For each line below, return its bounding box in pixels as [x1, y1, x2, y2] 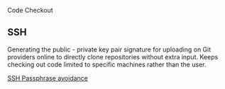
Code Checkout [7, 6, 53, 14]
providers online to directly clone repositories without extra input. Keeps [7, 52, 219, 61]
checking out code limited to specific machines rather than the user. [7, 60, 207, 69]
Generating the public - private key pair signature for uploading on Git [7, 45, 212, 54]
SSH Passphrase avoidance [7, 73, 89, 82]
